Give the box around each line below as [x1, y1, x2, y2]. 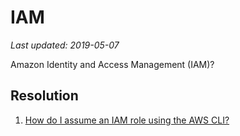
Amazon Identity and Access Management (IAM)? [10, 58, 215, 70]
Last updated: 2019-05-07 [10, 39, 120, 51]
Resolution [10, 87, 79, 105]
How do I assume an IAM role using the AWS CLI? [24, 114, 230, 126]
